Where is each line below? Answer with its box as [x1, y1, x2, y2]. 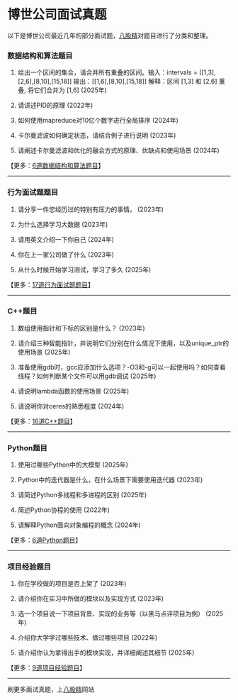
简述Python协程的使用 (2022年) [17, 506, 110, 514]
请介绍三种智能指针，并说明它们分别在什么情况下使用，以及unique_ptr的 [17, 338, 229, 348]
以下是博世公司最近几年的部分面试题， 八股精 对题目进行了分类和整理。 [7, 31, 212, 40]
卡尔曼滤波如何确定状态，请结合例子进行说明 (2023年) [17, 131, 176, 140]
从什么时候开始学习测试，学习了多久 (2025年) [17, 265, 152, 274]
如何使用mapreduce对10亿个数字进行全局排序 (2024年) [17, 116, 179, 125]
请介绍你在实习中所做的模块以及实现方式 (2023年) [17, 594, 164, 603]
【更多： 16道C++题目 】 [7, 416, 76, 426]
